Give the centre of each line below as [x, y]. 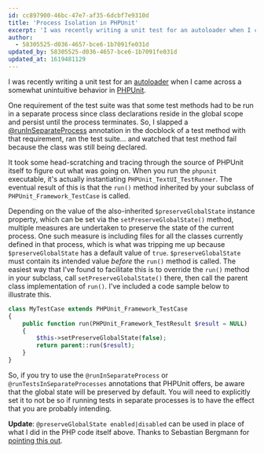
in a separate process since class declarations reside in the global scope [126, 113]
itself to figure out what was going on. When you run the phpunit [113, 171]
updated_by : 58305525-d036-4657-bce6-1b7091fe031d [93, 52]
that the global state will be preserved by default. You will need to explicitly [129, 392]
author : [21, 37]
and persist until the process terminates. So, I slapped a [98, 122]
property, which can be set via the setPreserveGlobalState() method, [121, 219]
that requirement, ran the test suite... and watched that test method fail [123, 138]
